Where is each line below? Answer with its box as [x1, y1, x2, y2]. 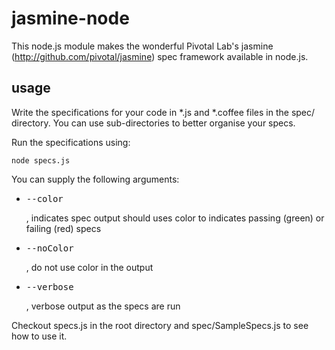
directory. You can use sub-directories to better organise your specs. [11, 117, 296, 129]
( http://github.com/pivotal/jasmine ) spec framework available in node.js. [11, 50, 309, 62]
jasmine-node [11, 7, 130, 30]
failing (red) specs [25, 222, 102, 234]
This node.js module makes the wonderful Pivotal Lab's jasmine [11, 40, 274, 52]
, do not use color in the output [25, 261, 154, 273]
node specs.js [11, 155, 71, 166]
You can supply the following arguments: [11, 173, 180, 185]
